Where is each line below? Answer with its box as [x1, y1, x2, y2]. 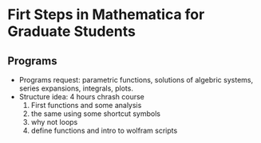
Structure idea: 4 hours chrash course [18, 92, 145, 101]
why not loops [30, 118, 78, 126]
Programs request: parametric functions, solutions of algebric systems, [18, 75, 253, 84]
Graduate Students [7, 22, 136, 41]
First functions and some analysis [30, 101, 142, 110]
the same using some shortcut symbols [30, 109, 161, 118]
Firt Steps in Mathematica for [7, 6, 205, 24]
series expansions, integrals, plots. [18, 83, 133, 93]
